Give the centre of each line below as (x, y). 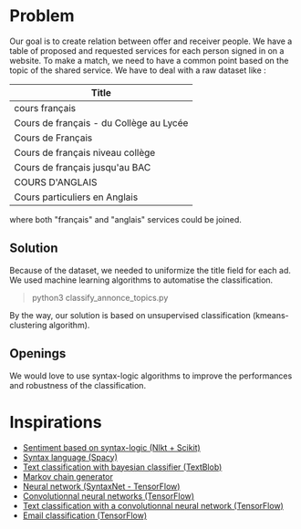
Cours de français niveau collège (85, 152)
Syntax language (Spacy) (70, 457)
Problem (42, 16)
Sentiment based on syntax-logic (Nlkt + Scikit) (111, 447)
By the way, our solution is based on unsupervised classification (130, 315)
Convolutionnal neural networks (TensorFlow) (108, 496)
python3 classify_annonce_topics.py (100, 297)
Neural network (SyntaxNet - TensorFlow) (101, 486)
